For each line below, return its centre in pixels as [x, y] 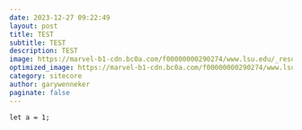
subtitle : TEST [38, 43]
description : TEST [44, 51]
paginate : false [40, 92]
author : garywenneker [50, 84]
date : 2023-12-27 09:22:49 [60, 17]
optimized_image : [42, 68]
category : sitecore [46, 76]
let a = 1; [30, 117]
